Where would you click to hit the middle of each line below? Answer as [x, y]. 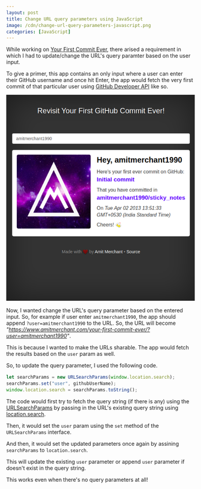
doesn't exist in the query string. [46, 468]
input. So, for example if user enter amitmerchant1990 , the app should [91, 317]
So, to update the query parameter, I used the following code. [82, 366]
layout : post [22, 13]
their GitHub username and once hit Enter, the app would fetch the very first [100, 80]
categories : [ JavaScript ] [38, 32]
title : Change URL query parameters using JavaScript [75, 19]
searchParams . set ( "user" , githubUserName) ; [61, 384]
